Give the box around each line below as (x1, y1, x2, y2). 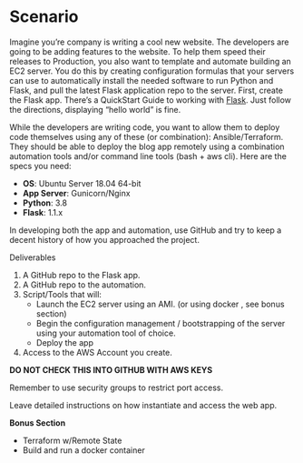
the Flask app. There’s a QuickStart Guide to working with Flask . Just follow (9, 94, 292, 106)
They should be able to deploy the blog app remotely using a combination (9, 141, 285, 152)
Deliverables (9, 252, 56, 263)
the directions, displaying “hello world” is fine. (9, 104, 181, 115)
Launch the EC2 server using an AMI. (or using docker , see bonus (35, 298, 285, 309)
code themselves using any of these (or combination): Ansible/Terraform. (9, 131, 284, 142)
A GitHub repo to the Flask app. (22, 269, 141, 280)
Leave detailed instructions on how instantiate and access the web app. (9, 399, 278, 410)
